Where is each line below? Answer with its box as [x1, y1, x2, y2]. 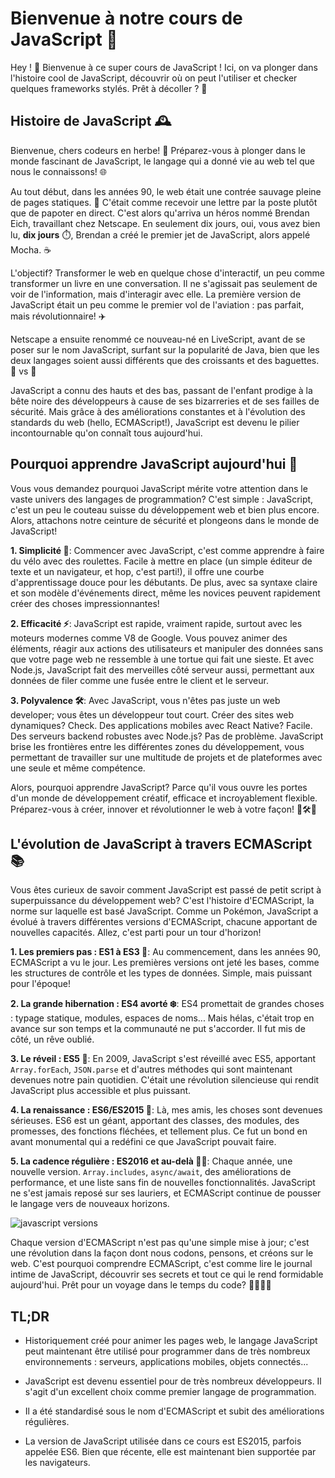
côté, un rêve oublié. [10, 1033, 95, 1046]
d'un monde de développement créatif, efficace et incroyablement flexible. [10, 792, 318, 804]
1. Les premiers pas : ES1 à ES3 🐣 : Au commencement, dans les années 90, [10, 946, 321, 958]
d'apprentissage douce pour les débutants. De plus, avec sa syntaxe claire [10, 576, 318, 588]
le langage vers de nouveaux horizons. [10, 1198, 170, 1210]
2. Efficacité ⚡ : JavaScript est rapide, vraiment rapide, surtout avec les [10, 617, 303, 629]
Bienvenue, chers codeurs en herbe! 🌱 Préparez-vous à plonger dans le [10, 144, 306, 156]
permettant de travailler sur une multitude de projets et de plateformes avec [10, 751, 323, 763]
